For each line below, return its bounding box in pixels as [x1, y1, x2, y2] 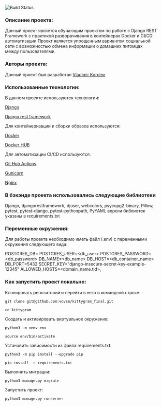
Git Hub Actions [5, 160, 37, 166]
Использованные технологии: [5, 84, 80, 90]
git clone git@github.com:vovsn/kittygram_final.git [5, 299, 114, 304]
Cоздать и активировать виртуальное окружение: [5, 316, 109, 322]
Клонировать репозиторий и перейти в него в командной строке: [5, 289, 141, 295]
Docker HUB [5, 141, 30, 148]
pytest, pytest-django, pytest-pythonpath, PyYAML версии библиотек [5, 208, 146, 214]
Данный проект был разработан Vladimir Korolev [5, 71, 105, 77]
